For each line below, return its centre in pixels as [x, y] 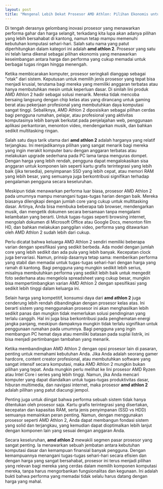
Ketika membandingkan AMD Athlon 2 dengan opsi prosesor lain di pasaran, [81, 348]
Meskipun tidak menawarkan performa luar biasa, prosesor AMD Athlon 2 [78, 191]
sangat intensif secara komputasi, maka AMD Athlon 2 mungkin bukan [75, 364]
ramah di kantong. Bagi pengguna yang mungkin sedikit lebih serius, [73, 267]
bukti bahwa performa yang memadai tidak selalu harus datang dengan [76, 476]
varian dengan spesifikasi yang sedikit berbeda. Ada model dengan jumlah [80, 247]
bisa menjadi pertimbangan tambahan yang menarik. [58, 339]
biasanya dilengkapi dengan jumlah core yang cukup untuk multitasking [77, 201]
